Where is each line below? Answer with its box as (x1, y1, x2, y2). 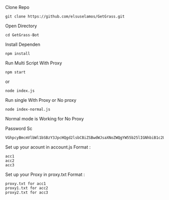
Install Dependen (5, 41, 40, 47)
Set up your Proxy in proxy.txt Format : (5, 171, 85, 177)
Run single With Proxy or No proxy (5, 97, 76, 103)
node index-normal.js (5, 107, 51, 112)
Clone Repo (5, 5, 30, 10)
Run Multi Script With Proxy (5, 60, 62, 66)
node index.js (5, 88, 35, 93)
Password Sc (5, 125, 33, 131)
